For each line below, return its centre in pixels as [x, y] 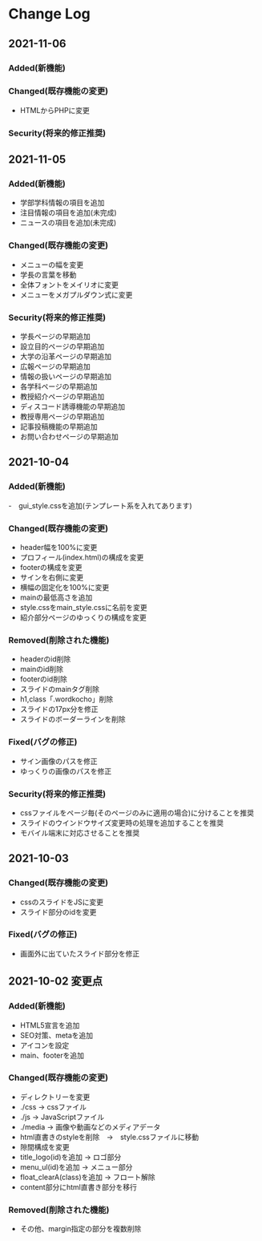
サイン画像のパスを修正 [58, 761]
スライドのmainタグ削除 [60, 689]
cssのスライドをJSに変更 [62, 902]
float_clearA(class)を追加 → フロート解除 [87, 1177]
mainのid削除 [42, 669]
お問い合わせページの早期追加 [69, 437]
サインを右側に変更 [52, 577]
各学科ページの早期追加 [58, 386]
